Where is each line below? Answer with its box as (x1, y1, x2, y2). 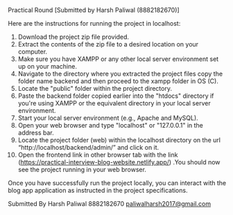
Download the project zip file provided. (17, 33, 130, 41)
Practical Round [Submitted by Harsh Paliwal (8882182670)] (8, 6, 180, 14)
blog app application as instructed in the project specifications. (8, 187, 188, 194)
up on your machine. (17, 62, 77, 70)
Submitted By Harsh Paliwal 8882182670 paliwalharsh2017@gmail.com (8, 200, 211, 207)
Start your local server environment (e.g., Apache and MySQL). (17, 114, 198, 122)
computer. (17, 48, 48, 55)
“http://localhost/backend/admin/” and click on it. (17, 144, 159, 151)
